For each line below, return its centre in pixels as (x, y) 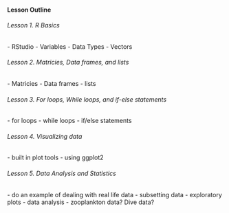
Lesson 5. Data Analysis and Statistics (62, 173)
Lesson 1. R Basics (33, 25)
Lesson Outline (29, 10)
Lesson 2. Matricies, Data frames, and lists (68, 63)
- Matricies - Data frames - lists (52, 83)
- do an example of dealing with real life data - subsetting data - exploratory (115, 194)
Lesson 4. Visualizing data (45, 136)
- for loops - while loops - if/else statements (69, 121)
